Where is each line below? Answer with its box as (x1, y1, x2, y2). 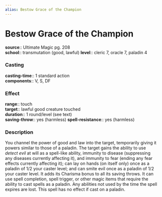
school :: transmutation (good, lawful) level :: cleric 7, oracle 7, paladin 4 (5, 49, 147, 55)
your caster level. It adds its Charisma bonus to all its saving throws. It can (5, 171, 154, 177)
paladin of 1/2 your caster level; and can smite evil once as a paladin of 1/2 (5, 166, 154, 172)
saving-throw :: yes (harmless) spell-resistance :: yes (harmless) (5, 117, 135, 122)
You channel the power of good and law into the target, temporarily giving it (5, 140, 157, 146)
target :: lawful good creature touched (5, 106, 81, 112)
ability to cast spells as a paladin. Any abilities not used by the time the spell (5, 181, 157, 187)
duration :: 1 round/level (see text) (5, 112, 72, 118)
